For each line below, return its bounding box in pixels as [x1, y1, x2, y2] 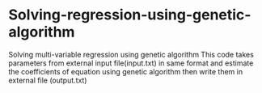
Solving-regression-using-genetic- [8, 6, 251, 24]
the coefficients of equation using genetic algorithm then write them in [8, 66, 243, 76]
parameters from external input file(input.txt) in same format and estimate [8, 58, 254, 68]
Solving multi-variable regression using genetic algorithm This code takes [8, 49, 255, 59]
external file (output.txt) [8, 75, 87, 85]
